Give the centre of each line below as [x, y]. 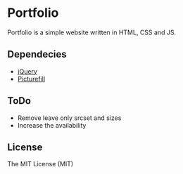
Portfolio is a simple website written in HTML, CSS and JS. [92, 32]
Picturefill [31, 79]
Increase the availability [52, 125]
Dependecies [37, 54]
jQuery [27, 71]
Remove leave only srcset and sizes [69, 118]
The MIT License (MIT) [40, 164]
